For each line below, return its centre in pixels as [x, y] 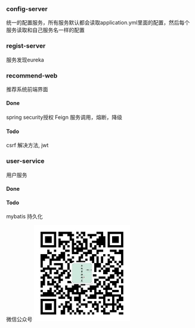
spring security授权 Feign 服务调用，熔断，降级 [64, 117]
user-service [25, 161]
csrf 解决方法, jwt [27, 146]
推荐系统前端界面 [27, 89]
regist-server [26, 46]
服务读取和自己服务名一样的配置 [45, 30]
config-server [27, 9]
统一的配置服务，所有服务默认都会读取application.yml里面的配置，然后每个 [98, 23]
